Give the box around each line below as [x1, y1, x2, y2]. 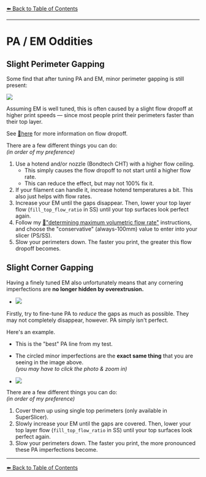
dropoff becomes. [15, 245, 61, 252]
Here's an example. [6, 328, 55, 335]
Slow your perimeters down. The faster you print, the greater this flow [15, 238, 192, 245]
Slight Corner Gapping [6, 262, 94, 273]
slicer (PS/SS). [15, 232, 52, 239]
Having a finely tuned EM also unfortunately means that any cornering [6, 278, 183, 286]
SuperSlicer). [15, 413, 49, 421]
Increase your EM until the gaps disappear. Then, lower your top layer [15, 199, 191, 207]
